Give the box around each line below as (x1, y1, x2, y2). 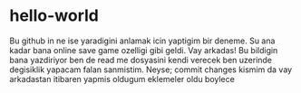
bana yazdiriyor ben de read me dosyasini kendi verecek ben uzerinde (9, 54, 273, 65)
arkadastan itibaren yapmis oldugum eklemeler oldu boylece (9, 73, 236, 84)
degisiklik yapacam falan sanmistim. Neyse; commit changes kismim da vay (9, 64, 293, 75)
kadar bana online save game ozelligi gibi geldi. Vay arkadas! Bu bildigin (9, 44, 278, 55)
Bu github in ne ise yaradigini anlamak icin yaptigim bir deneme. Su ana (9, 35, 276, 46)
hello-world (9, 5, 100, 26)
